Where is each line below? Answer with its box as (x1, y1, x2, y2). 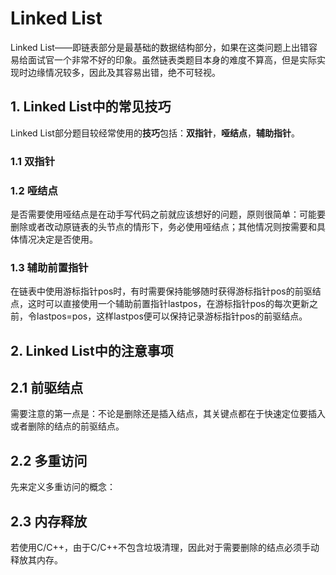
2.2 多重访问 (10, 452, 88, 469)
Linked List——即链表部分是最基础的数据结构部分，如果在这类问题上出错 (10, 41, 309, 53)
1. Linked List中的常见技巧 (10, 98, 172, 116)
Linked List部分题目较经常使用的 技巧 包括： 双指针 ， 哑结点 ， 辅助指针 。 (10, 127, 300, 139)
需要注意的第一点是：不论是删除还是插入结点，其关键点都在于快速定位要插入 (10, 408, 326, 420)
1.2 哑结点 (10, 183, 58, 197)
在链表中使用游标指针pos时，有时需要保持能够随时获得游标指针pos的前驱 (10, 285, 313, 297)
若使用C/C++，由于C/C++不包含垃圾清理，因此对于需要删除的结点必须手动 (10, 542, 320, 554)
